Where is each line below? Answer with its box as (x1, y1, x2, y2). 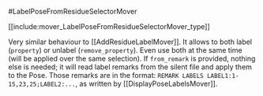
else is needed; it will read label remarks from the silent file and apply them (8, 62, 253, 72)
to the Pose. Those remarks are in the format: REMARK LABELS (8, 71, 204, 79)
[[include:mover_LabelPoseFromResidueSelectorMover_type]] (8, 22, 211, 31)
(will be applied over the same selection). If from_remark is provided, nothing (8, 54, 256, 63)
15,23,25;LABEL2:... (8, 80, 77, 88)
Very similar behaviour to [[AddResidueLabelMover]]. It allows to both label (8, 37, 253, 46)
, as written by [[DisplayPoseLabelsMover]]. (75, 79, 218, 88)
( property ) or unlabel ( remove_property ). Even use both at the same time (8, 46, 242, 54)
